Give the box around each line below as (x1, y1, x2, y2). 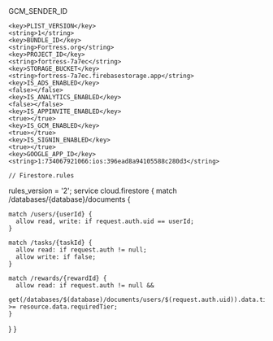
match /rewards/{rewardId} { (8, 274, 107, 282)
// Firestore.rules (8, 172, 75, 180)
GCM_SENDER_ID (8, 7, 67, 15)
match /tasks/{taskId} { (8, 238, 93, 247)
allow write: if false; (15, 253, 96, 261)
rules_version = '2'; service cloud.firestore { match (8, 186, 177, 195)
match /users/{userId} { (8, 210, 93, 218)
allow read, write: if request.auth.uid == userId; (15, 217, 195, 225)
